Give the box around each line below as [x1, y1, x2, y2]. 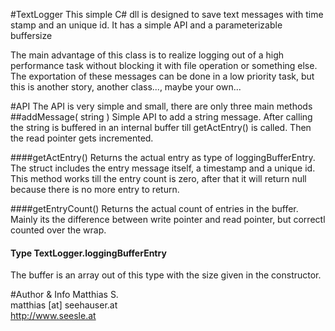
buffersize [10, 30, 53, 41]
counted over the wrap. [10, 224, 107, 236]
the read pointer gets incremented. [10, 132, 154, 144]
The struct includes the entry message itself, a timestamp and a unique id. [10, 162, 316, 174]
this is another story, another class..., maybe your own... [10, 81, 242, 93]
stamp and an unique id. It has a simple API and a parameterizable [10, 19, 283, 31]
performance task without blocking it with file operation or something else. [10, 60, 318, 71]
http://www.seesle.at [10, 310, 97, 322]
